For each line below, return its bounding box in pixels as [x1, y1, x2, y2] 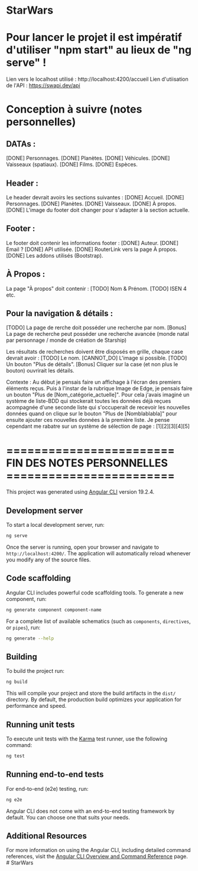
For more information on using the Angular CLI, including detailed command [6, 847, 191, 854]
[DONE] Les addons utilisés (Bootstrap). [6, 252, 103, 259]
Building [6, 651, 37, 662]
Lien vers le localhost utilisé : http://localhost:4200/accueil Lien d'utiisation [6, 75, 189, 83]
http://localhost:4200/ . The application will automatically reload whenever [6, 550, 191, 557]
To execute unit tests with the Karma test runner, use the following [6, 735, 167, 742]
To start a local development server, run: [6, 522, 105, 529]
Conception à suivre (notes [6, 103, 142, 116]
